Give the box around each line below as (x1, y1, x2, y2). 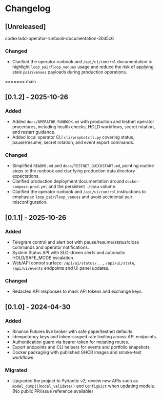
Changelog (5, 3, 51, 14)
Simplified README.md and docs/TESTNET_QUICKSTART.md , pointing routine (12, 163, 154, 169)
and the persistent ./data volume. (48, 184, 117, 189)
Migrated (5, 367, 27, 374)
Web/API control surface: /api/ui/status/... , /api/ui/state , (12, 260, 136, 266)
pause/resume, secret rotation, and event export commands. (12, 139, 134, 145)
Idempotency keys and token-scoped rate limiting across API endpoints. (12, 333, 157, 339)
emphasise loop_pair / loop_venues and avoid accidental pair (12, 194, 133, 200)
